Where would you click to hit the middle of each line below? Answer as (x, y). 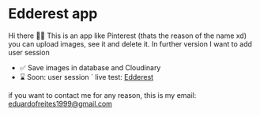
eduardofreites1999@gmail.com (60, 103)
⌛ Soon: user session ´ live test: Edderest (87, 77)
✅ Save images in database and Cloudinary (90, 67)
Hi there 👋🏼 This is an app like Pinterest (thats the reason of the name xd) (128, 36)
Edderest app (53, 14)
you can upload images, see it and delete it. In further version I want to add (130, 43)
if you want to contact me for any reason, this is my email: (102, 95)
